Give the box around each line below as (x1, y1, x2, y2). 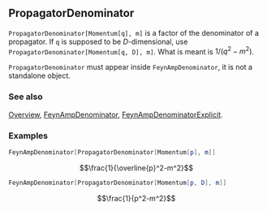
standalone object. (8, 71, 71, 80)
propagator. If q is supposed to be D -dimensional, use (8, 37, 188, 46)
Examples (8, 130, 49, 141)
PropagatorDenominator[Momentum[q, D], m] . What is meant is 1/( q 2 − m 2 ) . (8, 45, 254, 56)
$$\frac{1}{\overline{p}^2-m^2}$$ (80, 162, 193, 173)
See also (8, 91, 43, 102)
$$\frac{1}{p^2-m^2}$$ (97, 193, 176, 203)
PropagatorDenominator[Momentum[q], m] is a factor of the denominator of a (8, 28, 260, 37)
